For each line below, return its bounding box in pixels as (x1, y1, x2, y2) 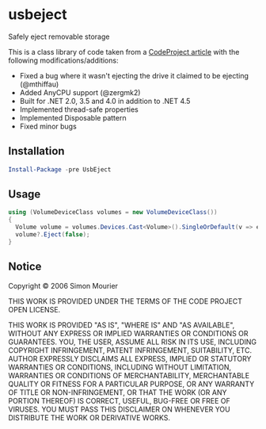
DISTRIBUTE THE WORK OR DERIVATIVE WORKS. (8, 412, 170, 422)
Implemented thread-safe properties (19, 105, 139, 114)
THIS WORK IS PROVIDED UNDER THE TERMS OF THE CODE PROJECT (8, 296, 243, 306)
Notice (8, 260, 42, 274)
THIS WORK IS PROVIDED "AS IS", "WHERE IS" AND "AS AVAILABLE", (8, 320, 235, 330)
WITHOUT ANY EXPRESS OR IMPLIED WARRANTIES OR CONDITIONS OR (8, 328, 249, 338)
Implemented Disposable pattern (19, 113, 127, 122)
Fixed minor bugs (19, 121, 77, 131)
